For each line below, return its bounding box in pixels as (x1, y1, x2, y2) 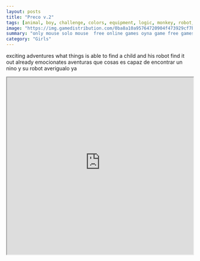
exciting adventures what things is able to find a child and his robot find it (6, 53, 185, 59)
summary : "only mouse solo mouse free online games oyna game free (6, 31, 179, 37)
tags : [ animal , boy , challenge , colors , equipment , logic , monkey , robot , (6, 19, 195, 25)
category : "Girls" (6, 36, 51, 42)
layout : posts (6, 8, 41, 15)
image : (6, 25, 22, 31)
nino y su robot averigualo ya (6, 65, 77, 71)
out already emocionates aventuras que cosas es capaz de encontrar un (6, 58, 183, 66)
